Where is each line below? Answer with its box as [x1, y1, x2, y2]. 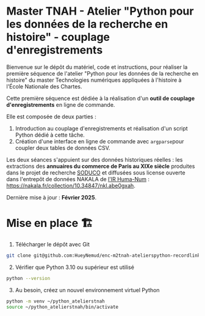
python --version [6, 275, 51, 281]
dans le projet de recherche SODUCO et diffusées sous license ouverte [6, 169, 185, 176]
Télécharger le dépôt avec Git [15, 240, 90, 248]
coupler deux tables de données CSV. [15, 144, 110, 151]
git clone [6, 252, 32, 259]
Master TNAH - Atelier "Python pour [6, 4, 194, 18]
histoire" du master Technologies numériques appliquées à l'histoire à [6, 76, 182, 84]
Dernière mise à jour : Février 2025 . [6, 193, 96, 201]
